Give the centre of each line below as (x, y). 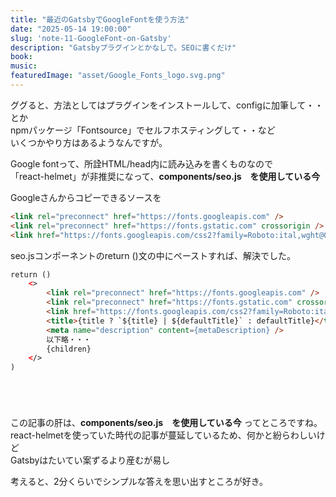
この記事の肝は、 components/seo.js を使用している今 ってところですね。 (166, 423)
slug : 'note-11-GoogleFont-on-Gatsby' (91, 38)
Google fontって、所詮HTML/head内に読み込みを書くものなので (141, 163)
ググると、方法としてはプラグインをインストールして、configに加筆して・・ (167, 105)
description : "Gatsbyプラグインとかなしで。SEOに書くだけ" (123, 47)
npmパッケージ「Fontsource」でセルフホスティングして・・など (143, 130)
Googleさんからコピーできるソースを (86, 197)
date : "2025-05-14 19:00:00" (71, 29)
